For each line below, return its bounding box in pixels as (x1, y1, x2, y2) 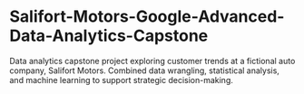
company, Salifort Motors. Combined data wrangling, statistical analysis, (9, 65, 279, 76)
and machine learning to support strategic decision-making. (9, 74, 234, 85)
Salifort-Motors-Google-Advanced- (9, 6, 285, 27)
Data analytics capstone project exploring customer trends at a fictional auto (9, 55, 296, 66)
